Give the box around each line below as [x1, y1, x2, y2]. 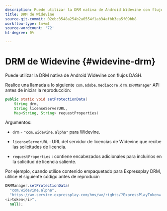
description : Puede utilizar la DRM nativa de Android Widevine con [5, 7, 150, 12]
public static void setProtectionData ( [5, 97, 88, 102]
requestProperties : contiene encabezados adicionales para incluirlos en [12, 154, 162, 159]
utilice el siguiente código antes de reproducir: [5, 174, 100, 180]
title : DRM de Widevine [5, 12, 55, 17]
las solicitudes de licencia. [12, 144, 67, 150]
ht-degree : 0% [5, 30, 35, 35]
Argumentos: [5, 119, 32, 125]
